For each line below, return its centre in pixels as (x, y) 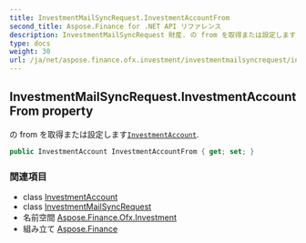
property (67, 111)
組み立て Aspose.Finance (70, 228)
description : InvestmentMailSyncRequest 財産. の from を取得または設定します (153, 35)
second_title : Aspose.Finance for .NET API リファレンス (115, 26)
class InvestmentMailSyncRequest (87, 207)
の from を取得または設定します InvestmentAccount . (104, 134)
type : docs (30, 43)
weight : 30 (30, 52)
